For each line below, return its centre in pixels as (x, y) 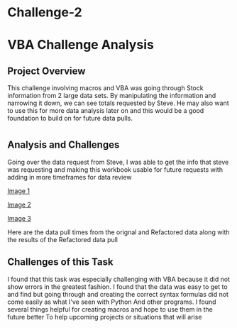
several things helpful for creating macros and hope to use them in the (110, 309)
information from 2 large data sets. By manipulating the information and (112, 96)
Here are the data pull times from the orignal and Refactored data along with (118, 232)
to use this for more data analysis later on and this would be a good (106, 111)
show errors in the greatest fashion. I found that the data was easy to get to (118, 286)
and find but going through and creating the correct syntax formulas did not (118, 294)
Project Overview (46, 71)
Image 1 (19, 191)
